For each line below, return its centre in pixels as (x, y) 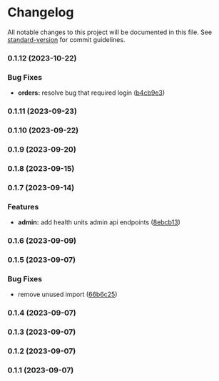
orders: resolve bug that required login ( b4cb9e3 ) (91, 93)
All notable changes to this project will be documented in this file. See (110, 32)
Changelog (41, 12)
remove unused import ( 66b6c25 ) (67, 294)
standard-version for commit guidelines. (66, 39)
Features (23, 207)
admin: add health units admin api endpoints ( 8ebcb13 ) (99, 222)
